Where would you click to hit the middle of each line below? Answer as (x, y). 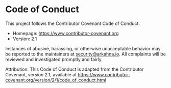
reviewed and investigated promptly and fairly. (54, 59)
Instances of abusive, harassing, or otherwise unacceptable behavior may (83, 48)
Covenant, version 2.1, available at (41, 74)
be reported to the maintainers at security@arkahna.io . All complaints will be (86, 54)
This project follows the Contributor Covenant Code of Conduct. (73, 23)
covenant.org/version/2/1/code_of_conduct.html (56, 80)
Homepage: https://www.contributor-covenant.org (66, 33)
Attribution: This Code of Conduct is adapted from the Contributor (75, 69)
